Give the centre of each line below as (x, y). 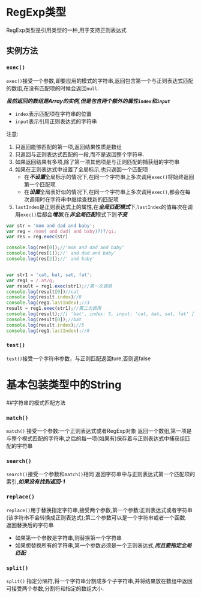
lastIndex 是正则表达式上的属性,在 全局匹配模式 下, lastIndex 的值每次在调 (104, 207)
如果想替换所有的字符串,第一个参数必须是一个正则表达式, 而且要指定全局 (103, 545)
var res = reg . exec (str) (37, 237)
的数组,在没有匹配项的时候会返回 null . (52, 88)
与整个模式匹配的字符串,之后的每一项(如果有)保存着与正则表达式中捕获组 (96, 438)
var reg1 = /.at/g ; (31, 280)
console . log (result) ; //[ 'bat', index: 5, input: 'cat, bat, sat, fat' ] (100, 314)
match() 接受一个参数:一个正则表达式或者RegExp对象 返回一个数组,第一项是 (99, 431)
